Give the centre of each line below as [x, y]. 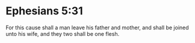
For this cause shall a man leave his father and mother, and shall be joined [97, 27]
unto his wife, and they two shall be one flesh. [63, 33]
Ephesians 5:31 [44, 11]
